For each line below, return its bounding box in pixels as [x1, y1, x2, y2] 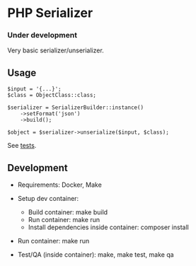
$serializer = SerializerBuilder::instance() [7, 104, 144, 111]
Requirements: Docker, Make [17, 180, 103, 189]
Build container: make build [28, 208, 108, 216]
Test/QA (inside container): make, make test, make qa [17, 250, 175, 259]
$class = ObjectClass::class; [7, 92, 97, 99]
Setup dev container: [17, 195, 79, 203]
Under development [7, 30, 78, 40]
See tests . [7, 141, 37, 150]
